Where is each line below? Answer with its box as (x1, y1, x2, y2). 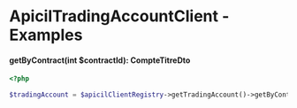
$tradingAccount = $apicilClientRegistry (9, 90, 164, 99)
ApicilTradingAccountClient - (9, 6, 230, 27)
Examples (9, 25, 83, 45)
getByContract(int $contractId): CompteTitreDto (9, 55, 191, 66)
